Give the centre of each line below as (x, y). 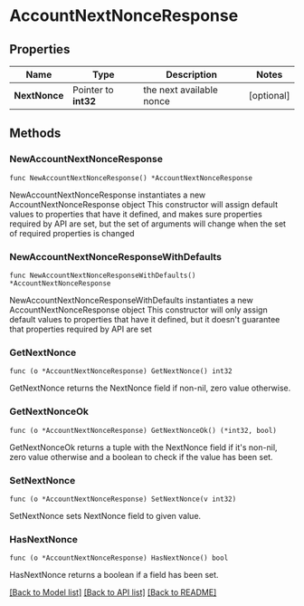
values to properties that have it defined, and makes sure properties (136, 214)
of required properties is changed (72, 233)
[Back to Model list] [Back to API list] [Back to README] (113, 592)
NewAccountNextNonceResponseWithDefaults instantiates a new (131, 300)
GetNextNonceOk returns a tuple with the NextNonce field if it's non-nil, (143, 447)
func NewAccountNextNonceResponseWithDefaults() (103, 275)
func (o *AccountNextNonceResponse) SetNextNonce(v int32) (123, 499)
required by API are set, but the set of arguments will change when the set (148, 224)
